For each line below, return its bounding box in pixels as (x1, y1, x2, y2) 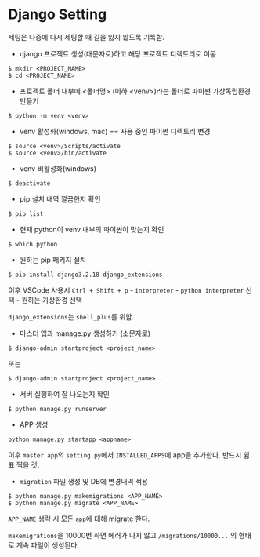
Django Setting (8, 5, 107, 24)
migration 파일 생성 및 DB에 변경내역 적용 (19, 476, 149, 486)
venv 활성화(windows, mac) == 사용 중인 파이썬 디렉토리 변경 (19, 126, 211, 136)
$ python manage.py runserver (8, 405, 107, 413)
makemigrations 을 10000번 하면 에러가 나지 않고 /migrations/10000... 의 (8, 530, 237, 540)
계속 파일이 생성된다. (16, 540, 80, 550)
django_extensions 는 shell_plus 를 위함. (8, 311, 135, 321)
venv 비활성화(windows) (19, 163, 96, 173)
